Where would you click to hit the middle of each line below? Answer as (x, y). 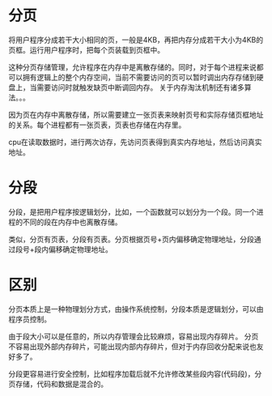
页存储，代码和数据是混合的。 (58, 384)
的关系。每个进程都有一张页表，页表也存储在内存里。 (97, 125)
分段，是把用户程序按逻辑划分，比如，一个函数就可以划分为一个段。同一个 (132, 211)
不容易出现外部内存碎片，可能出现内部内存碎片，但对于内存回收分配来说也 (132, 346)
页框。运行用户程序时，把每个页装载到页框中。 (86, 49)
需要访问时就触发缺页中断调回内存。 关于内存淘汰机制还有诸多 (140, 87)
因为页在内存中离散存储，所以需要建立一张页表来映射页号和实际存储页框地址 (136, 114)
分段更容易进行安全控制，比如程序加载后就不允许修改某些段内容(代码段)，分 (135, 373)
